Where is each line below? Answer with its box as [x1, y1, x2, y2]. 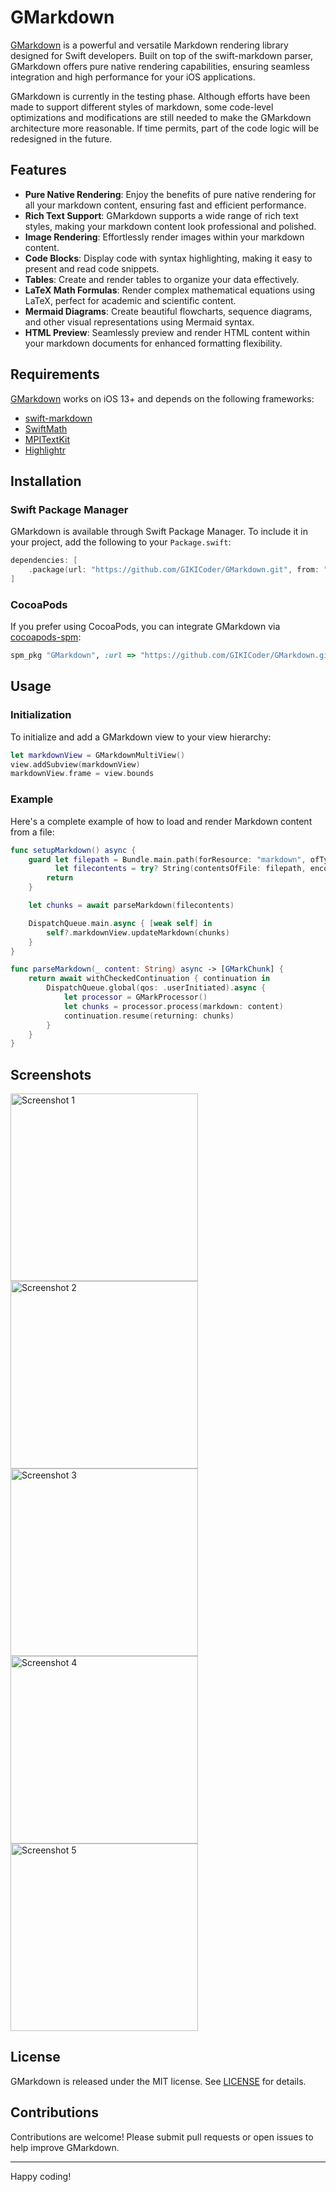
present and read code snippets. [24, 262, 160, 275]
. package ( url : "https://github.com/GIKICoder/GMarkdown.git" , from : [28, 565, 320, 575]
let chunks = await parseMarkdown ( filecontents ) [28, 901, 235, 911]
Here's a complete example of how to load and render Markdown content [10, 815, 313, 827]
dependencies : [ [10, 556, 78, 566]
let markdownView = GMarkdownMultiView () [10, 750, 186, 760]
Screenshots [10, 1066, 92, 1083]
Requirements [10, 366, 100, 383]
